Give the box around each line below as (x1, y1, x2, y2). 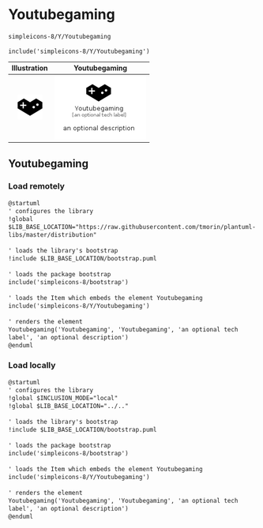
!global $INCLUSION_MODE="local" (8, 395, 118, 403)
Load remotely (8, 180, 66, 191)
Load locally (8, 359, 56, 370)
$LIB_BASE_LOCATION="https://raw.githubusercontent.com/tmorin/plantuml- (8, 223, 257, 230)
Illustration (11, 63, 49, 73)
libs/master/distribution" (8, 230, 97, 238)
